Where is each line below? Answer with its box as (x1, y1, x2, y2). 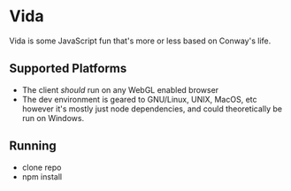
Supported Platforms (9, 61, 127, 76)
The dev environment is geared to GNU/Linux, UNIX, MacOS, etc (21, 94, 257, 104)
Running (9, 139, 57, 154)
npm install (21, 171, 63, 182)
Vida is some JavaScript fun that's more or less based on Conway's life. (9, 35, 272, 46)
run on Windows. (21, 112, 85, 123)
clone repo (21, 162, 62, 172)
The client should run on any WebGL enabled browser (21, 84, 219, 95)
